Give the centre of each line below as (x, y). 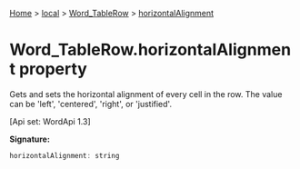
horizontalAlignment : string (65, 155)
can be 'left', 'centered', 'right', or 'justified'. (91, 104)
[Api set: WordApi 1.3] (50, 121)
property (53, 70)
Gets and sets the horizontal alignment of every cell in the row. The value (146, 94)
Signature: (30, 139)
